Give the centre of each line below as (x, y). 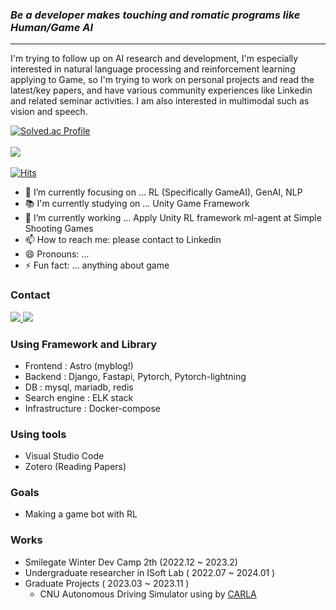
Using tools (38, 434)
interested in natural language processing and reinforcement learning (153, 69)
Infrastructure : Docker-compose (92, 408)
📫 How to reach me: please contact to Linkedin (123, 240)
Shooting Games (59, 229)
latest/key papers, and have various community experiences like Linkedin (161, 90)
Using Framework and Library (84, 344)
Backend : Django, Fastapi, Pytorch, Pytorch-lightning (135, 376)
